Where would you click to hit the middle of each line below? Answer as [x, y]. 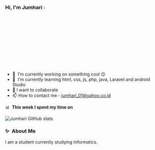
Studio [19, 84]
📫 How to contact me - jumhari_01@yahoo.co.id [61, 95]
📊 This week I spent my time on [39, 107]
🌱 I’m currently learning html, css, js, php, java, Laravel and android [81, 79]
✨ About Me [20, 131]
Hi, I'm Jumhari [24, 7]
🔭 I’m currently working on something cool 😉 [59, 74]
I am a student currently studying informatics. [51, 142]
